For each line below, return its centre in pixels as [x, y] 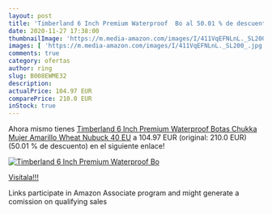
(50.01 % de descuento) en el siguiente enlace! [87, 146]
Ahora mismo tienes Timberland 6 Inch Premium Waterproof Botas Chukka [133, 129]
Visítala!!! [23, 178]
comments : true [34, 53]
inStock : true [32, 106]
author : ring [30, 69]
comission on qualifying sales [58, 202]
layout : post [30, 16]
